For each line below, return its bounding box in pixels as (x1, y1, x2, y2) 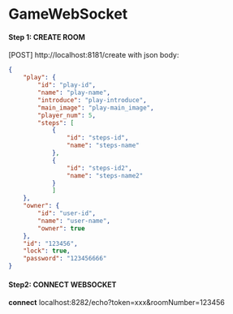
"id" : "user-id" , (37, 209, 96, 217)
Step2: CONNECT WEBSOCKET (8, 279, 117, 289)
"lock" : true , (23, 247, 71, 256)
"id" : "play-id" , (37, 81, 96, 89)
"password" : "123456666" (23, 255, 107, 263)
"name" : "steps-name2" (66, 171, 144, 179)
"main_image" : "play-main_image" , (37, 103, 154, 112)
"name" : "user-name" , (37, 217, 111, 225)
